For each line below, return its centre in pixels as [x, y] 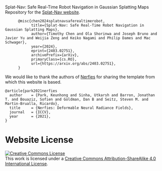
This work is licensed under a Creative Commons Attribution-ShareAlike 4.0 [81, 158]
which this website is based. [33, 82]
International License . [27, 163]
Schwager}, [16, 42]
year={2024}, [44, 47]
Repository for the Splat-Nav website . [43, 12]
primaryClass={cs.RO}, [54, 59]
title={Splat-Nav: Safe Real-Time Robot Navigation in [88, 25]
